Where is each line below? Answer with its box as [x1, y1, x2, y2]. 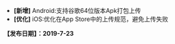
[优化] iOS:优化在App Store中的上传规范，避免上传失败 [13, 15, 169, 23]
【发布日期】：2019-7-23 [3, 30, 74, 37]
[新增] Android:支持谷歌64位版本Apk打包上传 [13, 7, 141, 14]
